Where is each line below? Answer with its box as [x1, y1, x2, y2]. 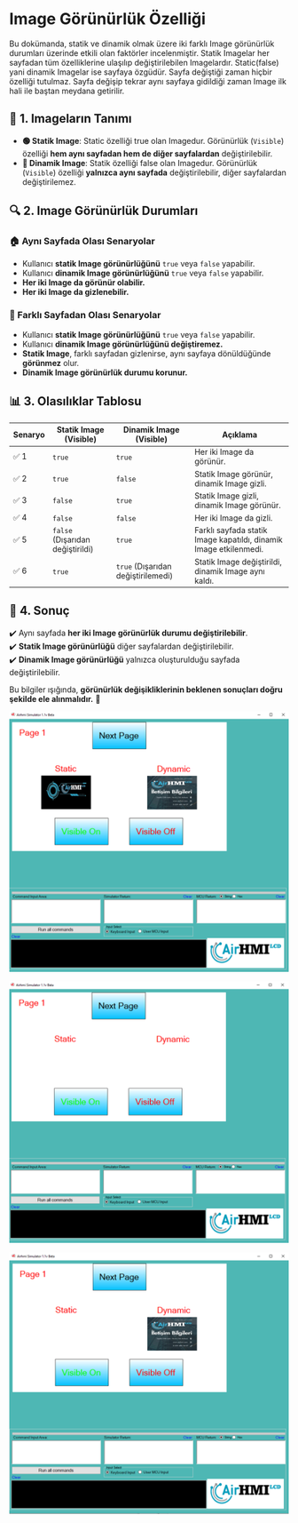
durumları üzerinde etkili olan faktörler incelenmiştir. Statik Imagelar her [9, 47, 271, 58]
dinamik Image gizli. [194, 478, 268, 489]
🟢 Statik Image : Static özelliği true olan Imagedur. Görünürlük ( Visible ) [21, 135, 285, 146]
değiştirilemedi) [115, 570, 173, 581]
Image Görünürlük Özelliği [9, 9, 207, 29]
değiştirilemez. [21, 176, 77, 187]
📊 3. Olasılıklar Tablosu [9, 394, 142, 409]
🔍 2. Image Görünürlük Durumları [9, 203, 199, 219]
